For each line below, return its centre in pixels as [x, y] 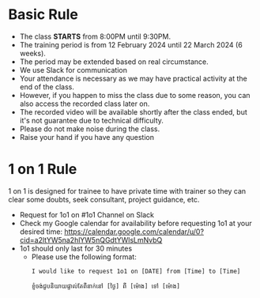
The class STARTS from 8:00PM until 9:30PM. [95, 36]
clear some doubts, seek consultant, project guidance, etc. [104, 199]
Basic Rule [43, 15]
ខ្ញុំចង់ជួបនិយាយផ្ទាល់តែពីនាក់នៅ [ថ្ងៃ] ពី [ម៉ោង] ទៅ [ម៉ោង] [106, 286]
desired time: [41, 232]
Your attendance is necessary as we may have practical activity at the [133, 78]
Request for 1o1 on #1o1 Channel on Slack [87, 214]
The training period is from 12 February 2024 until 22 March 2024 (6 [131, 44]
